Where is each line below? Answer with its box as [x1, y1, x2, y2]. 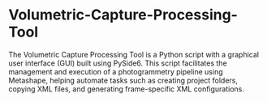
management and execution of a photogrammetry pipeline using [8, 66, 223, 76]
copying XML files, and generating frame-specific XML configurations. [8, 83, 245, 94]
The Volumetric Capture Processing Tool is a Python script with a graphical [8, 49, 260, 59]
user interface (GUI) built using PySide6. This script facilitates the [8, 58, 227, 68]
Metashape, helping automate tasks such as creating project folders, [8, 75, 238, 85]
